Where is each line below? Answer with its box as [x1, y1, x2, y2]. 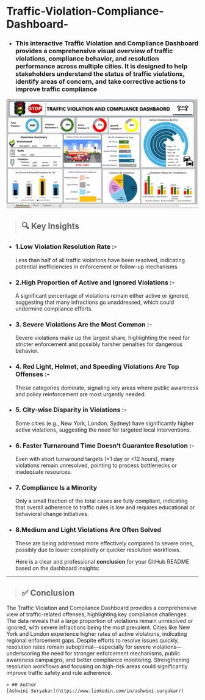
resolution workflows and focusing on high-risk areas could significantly [6, 662, 188, 670]
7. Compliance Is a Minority [15, 484, 98, 492]
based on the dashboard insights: [15, 564, 99, 572]
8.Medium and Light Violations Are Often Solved [15, 526, 162, 534]
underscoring [6, 649, 40, 657]
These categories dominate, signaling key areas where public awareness [15, 384, 199, 391]
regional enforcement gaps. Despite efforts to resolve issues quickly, [6, 636, 179, 644]
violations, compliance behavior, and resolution [15, 54, 159, 63]
